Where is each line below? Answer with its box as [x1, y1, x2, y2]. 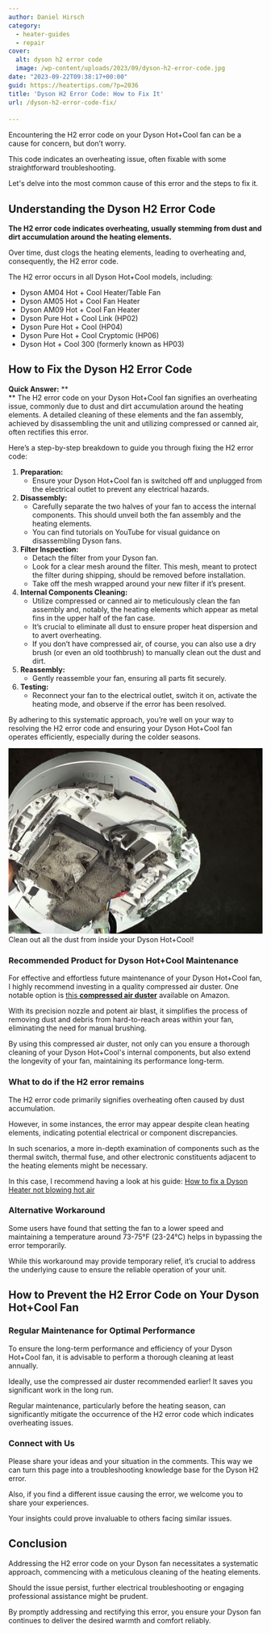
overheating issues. [8, 1418, 74, 1428]
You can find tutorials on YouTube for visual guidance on [31, 527, 220, 537]
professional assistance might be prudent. [8, 1591, 148, 1601]
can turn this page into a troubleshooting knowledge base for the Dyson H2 [8, 1465, 260, 1474]
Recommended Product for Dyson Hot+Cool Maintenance [8, 954, 240, 966]
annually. [8, 1360, 39, 1370]
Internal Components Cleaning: [19, 587, 128, 597]
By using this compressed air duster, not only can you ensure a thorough [8, 1039, 250, 1049]
